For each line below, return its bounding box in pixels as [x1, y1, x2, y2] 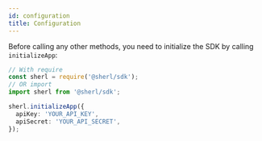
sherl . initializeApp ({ [8, 102, 85, 110]
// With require [8, 65, 63, 73]
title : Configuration [8, 19, 81, 27]
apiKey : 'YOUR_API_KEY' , [15, 110, 99, 118]
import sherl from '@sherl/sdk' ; [8, 88, 121, 97]
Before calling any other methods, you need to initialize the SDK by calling [8, 41, 254, 51]
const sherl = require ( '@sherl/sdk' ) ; [8, 73, 139, 81]
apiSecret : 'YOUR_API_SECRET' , [15, 118, 121, 126]
